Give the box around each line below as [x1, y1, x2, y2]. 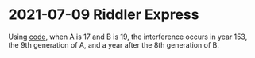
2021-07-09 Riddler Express [8, 6, 199, 24]
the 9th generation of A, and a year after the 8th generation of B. [8, 40, 220, 49]
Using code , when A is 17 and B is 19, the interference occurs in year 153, [8, 32, 248, 41]
